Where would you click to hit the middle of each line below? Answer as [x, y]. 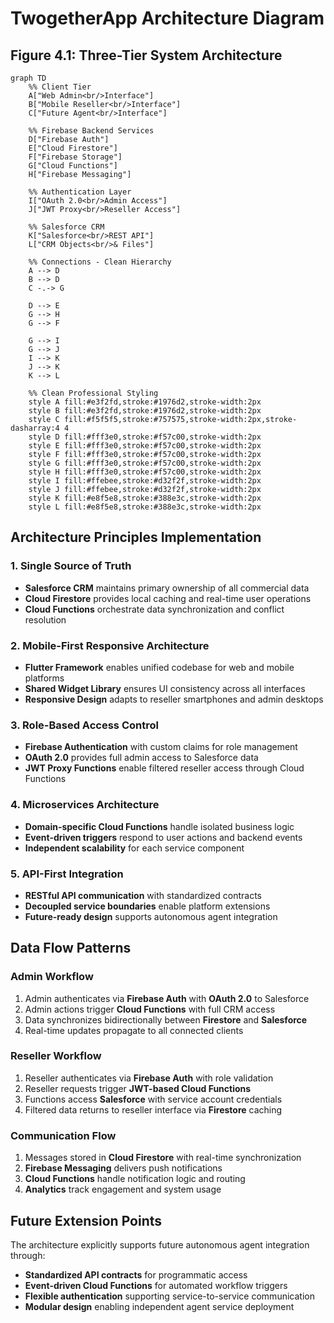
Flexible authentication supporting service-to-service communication [169, 1296]
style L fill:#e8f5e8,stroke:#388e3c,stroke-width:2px [145, 507]
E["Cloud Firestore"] [73, 148]
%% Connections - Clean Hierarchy [100, 262]
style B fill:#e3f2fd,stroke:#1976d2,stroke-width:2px [145, 411]
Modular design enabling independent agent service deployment [159, 1306]
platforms [44, 678]
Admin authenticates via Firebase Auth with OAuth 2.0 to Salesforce [167, 998]
